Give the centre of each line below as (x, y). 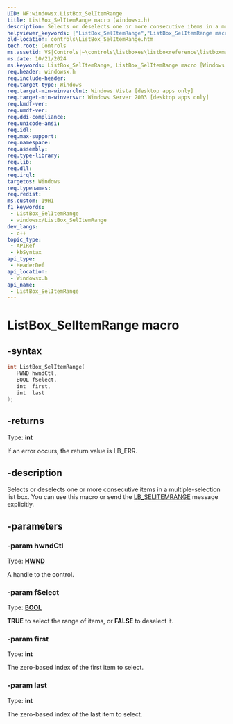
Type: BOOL (25, 607)
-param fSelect (33, 592)
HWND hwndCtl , (37, 373)
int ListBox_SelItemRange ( (46, 367)
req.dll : (20, 168)
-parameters (35, 526)
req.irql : (21, 175)
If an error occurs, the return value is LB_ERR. (72, 451)
